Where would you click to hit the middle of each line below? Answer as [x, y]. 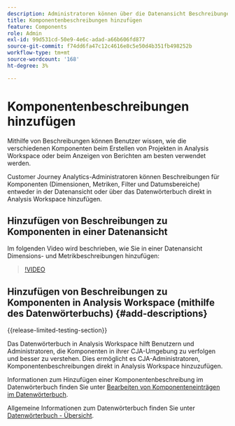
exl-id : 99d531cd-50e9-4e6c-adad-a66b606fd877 [76, 40]
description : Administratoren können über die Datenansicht [97, 14]
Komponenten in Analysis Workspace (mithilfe [111, 303]
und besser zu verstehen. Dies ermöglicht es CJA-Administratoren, [104, 359]
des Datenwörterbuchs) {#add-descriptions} [107, 313]
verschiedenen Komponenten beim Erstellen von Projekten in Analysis [108, 148]
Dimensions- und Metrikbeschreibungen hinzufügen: [83, 256]
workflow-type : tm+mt [39, 53]
